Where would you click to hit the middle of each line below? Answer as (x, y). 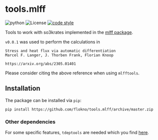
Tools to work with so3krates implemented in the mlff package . (69, 32)
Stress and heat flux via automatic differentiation (60, 51)
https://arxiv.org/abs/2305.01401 (41, 64)
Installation (23, 88)
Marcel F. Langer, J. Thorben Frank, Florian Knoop (59, 55)
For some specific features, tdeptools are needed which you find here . (77, 133)
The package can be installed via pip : (43, 100)
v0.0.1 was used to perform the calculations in (53, 42)
